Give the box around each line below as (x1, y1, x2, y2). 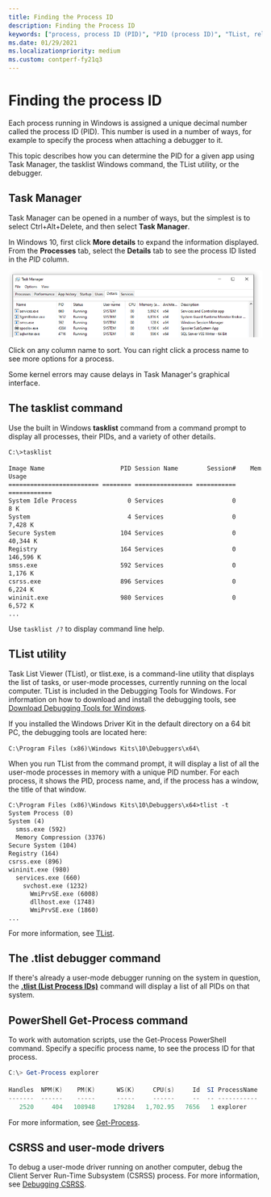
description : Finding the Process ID (8, 21, 135, 30)
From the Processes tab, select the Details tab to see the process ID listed (8, 246, 256, 255)
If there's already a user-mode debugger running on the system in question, (8, 973, 261, 983)
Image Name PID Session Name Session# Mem (8, 464, 262, 472)
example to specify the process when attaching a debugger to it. (8, 135, 223, 145)
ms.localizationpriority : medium (8, 47, 121, 56)
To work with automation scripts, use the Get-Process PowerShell (8, 1035, 227, 1045)
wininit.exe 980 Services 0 (8, 594, 236, 602)
